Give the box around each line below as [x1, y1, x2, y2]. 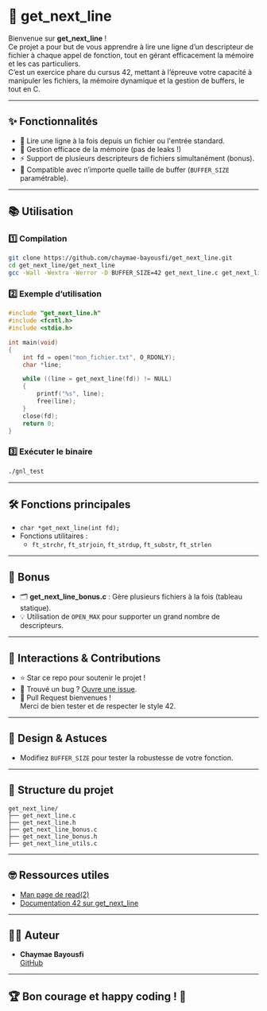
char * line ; [22, 361, 62, 369]
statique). [19, 603, 52, 613]
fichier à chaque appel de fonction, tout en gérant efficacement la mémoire [8, 50, 254, 60]
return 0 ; [22, 420, 56, 427]
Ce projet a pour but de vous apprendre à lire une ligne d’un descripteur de [8, 41, 254, 51]
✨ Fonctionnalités [8, 115, 99, 128]
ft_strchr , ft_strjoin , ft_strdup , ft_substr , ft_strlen [31, 540, 212, 549]
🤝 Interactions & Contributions [8, 651, 161, 665]
